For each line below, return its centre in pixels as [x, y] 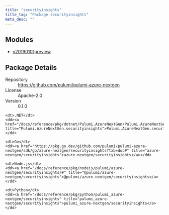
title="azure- [146, 151]
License [13, 90]
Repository [16, 79]
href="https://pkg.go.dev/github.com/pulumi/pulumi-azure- [84, 146]
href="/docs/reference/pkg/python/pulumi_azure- [73, 194]
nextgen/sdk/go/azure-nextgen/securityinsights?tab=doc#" [67, 151]
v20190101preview [32, 52]
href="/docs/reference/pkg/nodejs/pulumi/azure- [73, 168]
